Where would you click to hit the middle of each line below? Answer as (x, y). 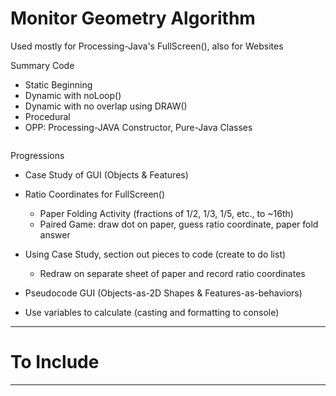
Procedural (47, 116)
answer (55, 234)
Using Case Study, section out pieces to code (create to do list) (155, 254)
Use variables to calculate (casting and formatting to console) (152, 312)
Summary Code (42, 65)
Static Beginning (58, 84)
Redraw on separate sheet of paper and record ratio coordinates (172, 273)
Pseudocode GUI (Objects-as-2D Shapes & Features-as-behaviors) (163, 293)
